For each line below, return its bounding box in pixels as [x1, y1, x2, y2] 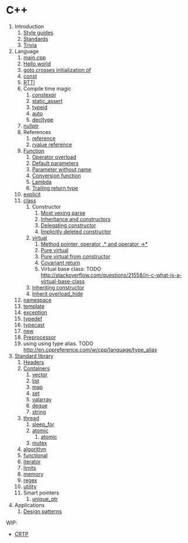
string [32, 408, 47, 415]
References [23, 128, 51, 135]
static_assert [32, 97, 63, 104]
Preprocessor [23, 334, 57, 341]
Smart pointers [23, 489, 60, 496]
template [23, 303, 45, 310]
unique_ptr [32, 495, 58, 502]
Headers [23, 358, 44, 366]
